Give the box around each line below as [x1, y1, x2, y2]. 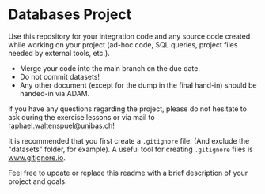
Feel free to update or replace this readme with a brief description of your [8, 168, 248, 177]
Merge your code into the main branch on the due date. [19, 63, 200, 73]
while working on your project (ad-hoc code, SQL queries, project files [8, 39, 238, 49]
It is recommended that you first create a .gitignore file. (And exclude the [8, 136, 250, 145]
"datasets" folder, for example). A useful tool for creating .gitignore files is [8, 144, 253, 154]
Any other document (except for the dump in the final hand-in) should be [19, 80, 257, 90]
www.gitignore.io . [8, 152, 66, 162]
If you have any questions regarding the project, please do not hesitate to [8, 104, 248, 114]
